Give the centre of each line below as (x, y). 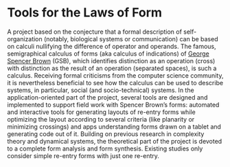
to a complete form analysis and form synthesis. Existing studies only (105, 148)
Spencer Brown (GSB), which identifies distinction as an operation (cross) (111, 60)
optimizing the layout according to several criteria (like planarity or (101, 119)
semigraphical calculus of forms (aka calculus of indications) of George (108, 54)
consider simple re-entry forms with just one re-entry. (83, 155)
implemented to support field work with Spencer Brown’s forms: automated (113, 104)
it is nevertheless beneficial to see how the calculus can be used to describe (115, 82)
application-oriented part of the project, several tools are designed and (107, 97)
